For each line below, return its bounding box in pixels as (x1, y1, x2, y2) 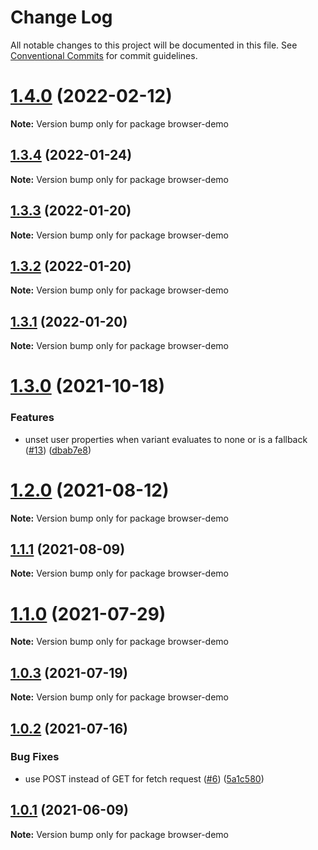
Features (10, 411, 55, 425)
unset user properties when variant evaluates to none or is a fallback (24, 433, 308, 445)
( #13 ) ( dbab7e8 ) (24, 444, 92, 456)
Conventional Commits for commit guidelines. (10, 49, 198, 61)
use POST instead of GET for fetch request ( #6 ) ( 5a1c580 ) (24, 772, 265, 785)
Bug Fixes (10, 750, 60, 764)
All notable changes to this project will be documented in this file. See (10, 39, 298, 51)
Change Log (10, 6, 113, 29)
